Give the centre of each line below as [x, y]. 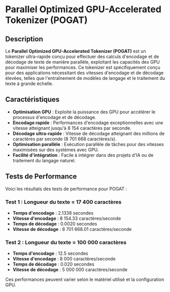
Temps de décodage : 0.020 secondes [54, 264]
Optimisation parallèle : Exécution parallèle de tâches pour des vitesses [88, 144]
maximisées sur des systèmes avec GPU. [56, 150]
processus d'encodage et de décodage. [54, 117]
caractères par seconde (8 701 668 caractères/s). [64, 139]
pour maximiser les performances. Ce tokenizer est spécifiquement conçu [83, 67]
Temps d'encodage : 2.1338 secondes [53, 213]
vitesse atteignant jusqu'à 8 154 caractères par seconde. [72, 128]
